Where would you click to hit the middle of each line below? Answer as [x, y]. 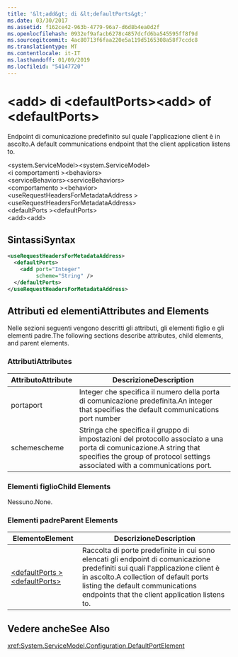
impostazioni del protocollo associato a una [151, 438]
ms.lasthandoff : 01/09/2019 [49, 60]
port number [100, 418]
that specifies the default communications [149, 409]
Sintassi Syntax [41, 240]
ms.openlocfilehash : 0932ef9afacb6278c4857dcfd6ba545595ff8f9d [103, 34]
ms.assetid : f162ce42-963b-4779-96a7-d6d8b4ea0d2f [84, 27]
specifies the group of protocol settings [145, 456]
